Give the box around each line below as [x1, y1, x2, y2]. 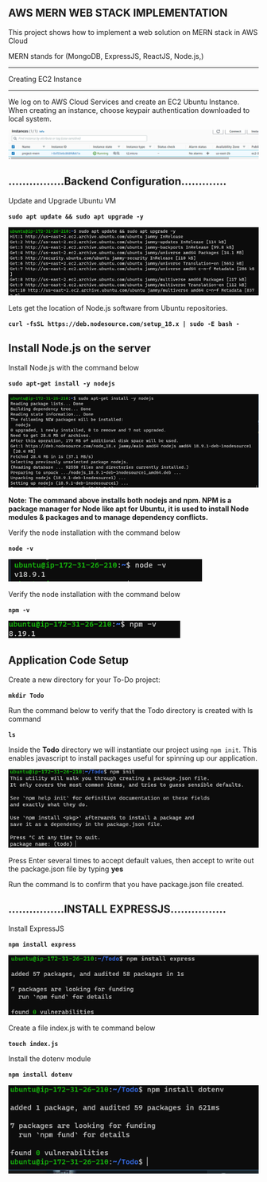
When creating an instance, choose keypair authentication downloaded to [8, 105, 250, 114]
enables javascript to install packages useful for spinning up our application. [8, 753, 258, 762]
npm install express [8, 940, 77, 948]
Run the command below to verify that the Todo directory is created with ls [8, 705, 253, 715]
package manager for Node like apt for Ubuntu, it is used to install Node [8, 504, 249, 513]
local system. [8, 114, 52, 123]
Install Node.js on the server [8, 342, 151, 355]
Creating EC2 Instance [8, 74, 82, 83]
